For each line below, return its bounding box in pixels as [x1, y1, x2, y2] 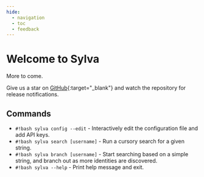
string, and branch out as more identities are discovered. [15, 157, 158, 164]
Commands [6, 108, 52, 119]
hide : [6, 9, 20, 15]
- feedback [12, 26, 40, 32]
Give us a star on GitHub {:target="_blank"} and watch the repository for [6, 84, 186, 92]
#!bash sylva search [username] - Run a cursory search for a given [15, 138, 185, 145]
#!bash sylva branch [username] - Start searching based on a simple [15, 151, 189, 157]
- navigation [12, 15, 45, 21]
